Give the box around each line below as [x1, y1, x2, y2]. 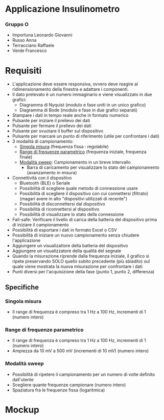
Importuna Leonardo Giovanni [12, 32, 72, 38]
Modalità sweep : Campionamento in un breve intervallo [19, 159, 131, 165]
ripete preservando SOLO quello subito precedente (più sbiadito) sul [12, 259, 150, 264]
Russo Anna [12, 37, 37, 43]
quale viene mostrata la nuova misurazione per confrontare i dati [12, 263, 143, 269]
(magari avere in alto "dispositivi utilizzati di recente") [19, 196, 127, 202]
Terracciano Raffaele [12, 43, 55, 49]
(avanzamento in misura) [26, 170, 77, 176]
